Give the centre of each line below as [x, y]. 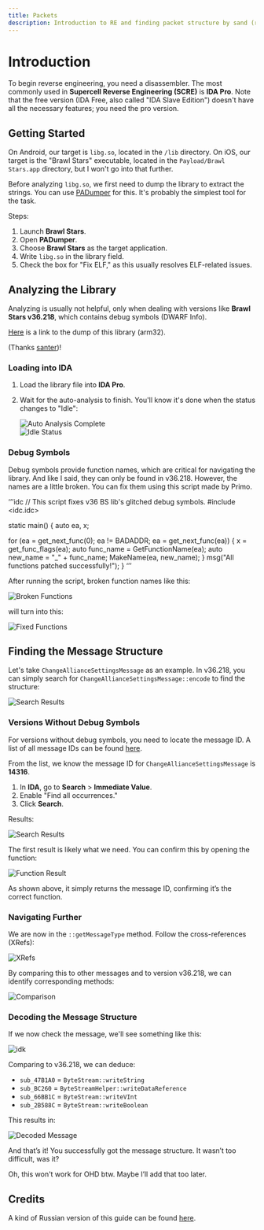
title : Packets [33, 15]
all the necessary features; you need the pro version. [93, 109]
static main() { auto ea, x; [49, 525]
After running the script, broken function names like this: [99, 581]
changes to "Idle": [49, 408]
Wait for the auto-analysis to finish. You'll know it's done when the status [137, 400]
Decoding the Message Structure [73, 1017]
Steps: [18, 216]
